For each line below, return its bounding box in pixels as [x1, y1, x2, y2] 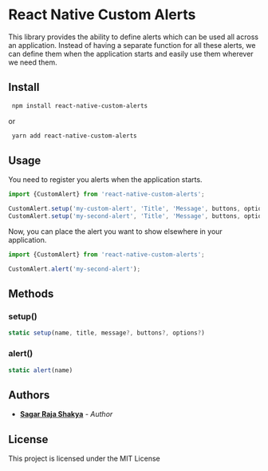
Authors [8, 388, 50, 402]
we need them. [8, 57, 57, 67]
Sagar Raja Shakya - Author [19, 410, 113, 419]
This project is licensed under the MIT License [8, 453, 161, 464]
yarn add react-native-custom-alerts [11, 132, 137, 140]
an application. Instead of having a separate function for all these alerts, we [8, 40, 256, 49]
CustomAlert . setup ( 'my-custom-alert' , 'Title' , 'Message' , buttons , [8, 205, 241, 213]
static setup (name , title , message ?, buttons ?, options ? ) [8, 329, 205, 337]
